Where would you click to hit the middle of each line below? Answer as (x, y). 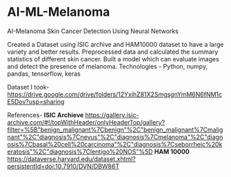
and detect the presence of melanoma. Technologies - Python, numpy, (108, 66)
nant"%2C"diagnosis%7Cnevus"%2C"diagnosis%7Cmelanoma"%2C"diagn (115, 137)
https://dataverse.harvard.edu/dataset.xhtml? (71, 158)
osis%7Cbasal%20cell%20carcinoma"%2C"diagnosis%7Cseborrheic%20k (115, 144)
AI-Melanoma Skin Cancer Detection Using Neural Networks (93, 31)
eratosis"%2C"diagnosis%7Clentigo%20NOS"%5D (80, 152)
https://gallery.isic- (112, 115)
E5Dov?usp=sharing (36, 101)
